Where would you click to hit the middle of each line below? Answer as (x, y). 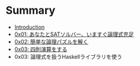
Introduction (29, 27)
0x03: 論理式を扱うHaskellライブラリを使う (68, 56)
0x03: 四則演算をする (41, 49)
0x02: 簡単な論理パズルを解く (51, 41)
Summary (30, 10)
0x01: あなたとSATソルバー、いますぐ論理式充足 (74, 34)
